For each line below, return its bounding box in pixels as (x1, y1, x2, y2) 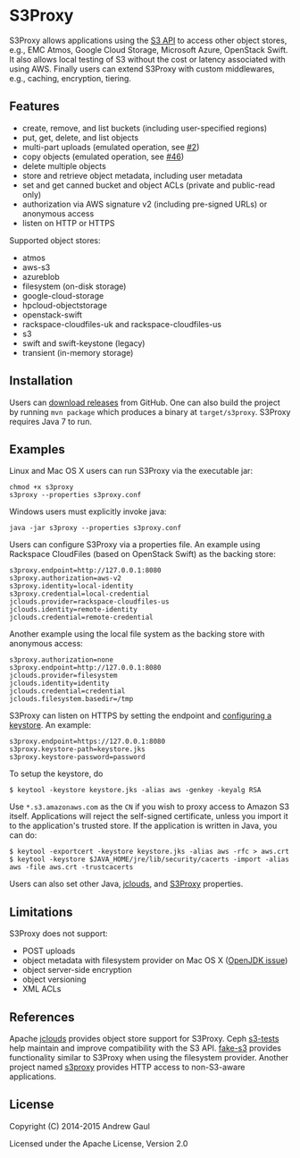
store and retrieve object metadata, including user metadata (21, 170, 243, 181)
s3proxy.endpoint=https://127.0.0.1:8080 (9, 737, 166, 747)
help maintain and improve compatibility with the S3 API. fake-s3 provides (9, 1043, 281, 1053)
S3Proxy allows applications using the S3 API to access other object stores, (9, 35, 287, 46)
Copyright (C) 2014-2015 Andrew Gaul (9, 1120, 150, 1131)
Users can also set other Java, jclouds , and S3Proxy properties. (9, 878, 244, 890)
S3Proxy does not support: (9, 928, 109, 939)
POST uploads (21, 945, 76, 957)
